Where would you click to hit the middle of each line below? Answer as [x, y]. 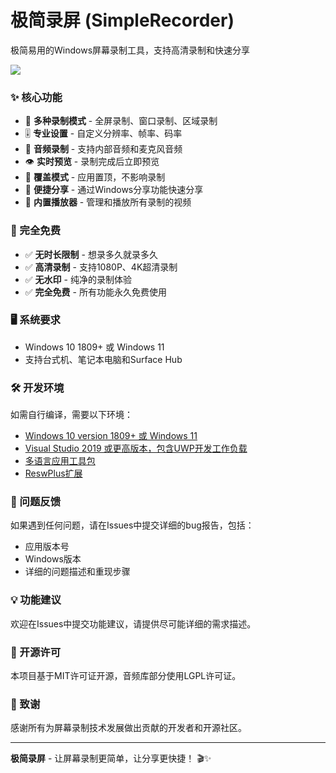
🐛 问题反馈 [36, 502]
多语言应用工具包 [60, 461]
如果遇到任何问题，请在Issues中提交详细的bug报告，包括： [132, 525]
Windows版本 [53, 559]
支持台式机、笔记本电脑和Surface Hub [103, 359]
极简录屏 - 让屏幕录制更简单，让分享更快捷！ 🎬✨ [111, 758]
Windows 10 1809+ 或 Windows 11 [94, 347]
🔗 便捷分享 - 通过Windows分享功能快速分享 [114, 190]
